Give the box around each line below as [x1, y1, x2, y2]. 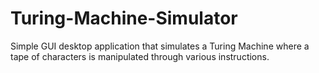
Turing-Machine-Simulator [10, 7, 238, 30]
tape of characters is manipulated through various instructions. [10, 50, 270, 62]
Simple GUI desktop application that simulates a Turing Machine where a [10, 40, 310, 52]
